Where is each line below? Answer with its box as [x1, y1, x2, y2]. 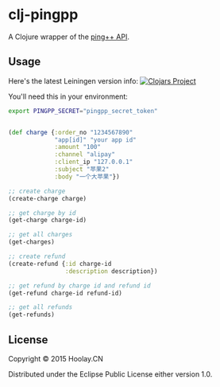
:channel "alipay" [54, 150, 115, 158]
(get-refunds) [8, 311, 56, 319]
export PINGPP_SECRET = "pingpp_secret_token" [8, 107, 158, 115]
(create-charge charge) [8, 194, 87, 202]
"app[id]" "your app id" [54, 135, 137, 144]
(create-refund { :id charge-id [8, 260, 112, 268]
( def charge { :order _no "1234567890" [8, 128, 133, 136]
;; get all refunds [8, 303, 73, 311]
